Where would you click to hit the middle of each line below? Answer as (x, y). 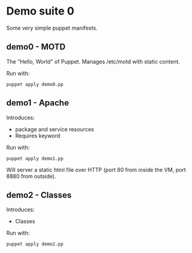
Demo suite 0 (40, 11)
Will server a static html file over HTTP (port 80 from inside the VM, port (96, 169)
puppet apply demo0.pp (35, 84)
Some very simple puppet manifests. (52, 28)
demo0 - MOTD (36, 47)
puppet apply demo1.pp (35, 159)
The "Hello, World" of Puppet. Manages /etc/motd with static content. (93, 61)
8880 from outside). (31, 176)
